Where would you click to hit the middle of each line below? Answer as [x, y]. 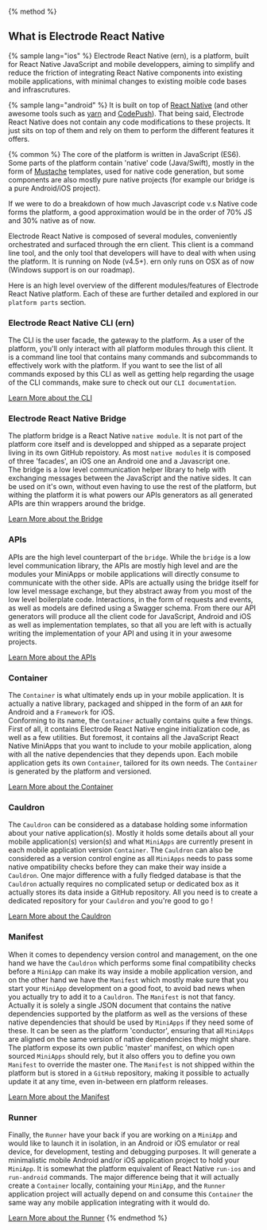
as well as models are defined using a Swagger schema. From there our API [132, 608]
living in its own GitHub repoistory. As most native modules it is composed [130, 452]
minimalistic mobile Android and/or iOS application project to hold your [124, 1160]
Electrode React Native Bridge [68, 419]
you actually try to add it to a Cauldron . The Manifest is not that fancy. [122, 997]
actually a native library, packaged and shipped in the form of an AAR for [126, 703]
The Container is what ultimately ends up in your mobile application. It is [126, 695]
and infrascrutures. [40, 89]
